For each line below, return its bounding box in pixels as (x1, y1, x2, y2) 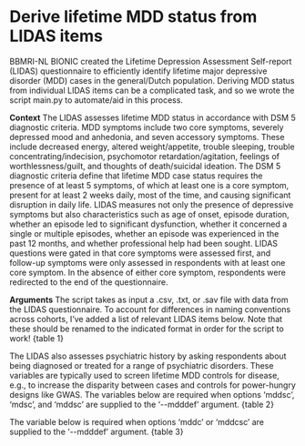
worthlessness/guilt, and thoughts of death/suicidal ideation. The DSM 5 (9, 160, 281, 171)
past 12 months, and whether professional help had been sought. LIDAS (9, 238, 279, 248)
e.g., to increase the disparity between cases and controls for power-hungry (9, 380, 296, 390)
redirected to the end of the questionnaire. (9, 276, 168, 288)
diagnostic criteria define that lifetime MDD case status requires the (9, 170, 263, 181)
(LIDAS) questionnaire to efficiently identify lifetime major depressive (9, 66, 268, 76)
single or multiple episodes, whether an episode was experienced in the (9, 228, 280, 238)
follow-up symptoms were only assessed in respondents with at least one (9, 257, 286, 268)
